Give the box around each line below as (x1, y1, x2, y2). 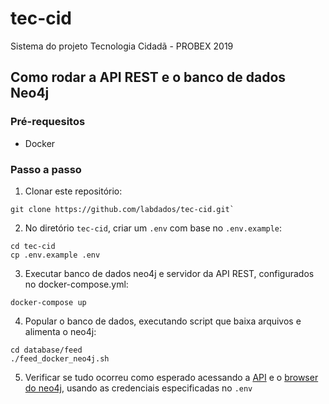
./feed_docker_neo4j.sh (10, 353, 110, 364)
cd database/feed (10, 345, 83, 355)
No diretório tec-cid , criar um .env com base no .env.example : (24, 222, 283, 234)
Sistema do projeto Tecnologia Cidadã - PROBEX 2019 (10, 40, 234, 52)
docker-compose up (10, 297, 87, 307)
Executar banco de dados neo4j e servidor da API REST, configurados (24, 267, 315, 279)
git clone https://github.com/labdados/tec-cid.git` (10, 204, 235, 214)
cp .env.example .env (10, 250, 101, 260)
